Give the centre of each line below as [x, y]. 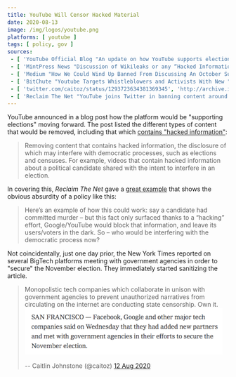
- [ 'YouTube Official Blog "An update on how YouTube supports [106, 60]
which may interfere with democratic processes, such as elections [120, 153]
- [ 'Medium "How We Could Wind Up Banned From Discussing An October [116, 74]
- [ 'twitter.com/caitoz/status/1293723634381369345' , [92, 89]
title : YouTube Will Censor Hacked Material [73, 15]
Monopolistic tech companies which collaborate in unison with [115, 290]
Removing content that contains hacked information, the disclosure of [125, 146]
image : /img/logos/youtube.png [53, 29]
